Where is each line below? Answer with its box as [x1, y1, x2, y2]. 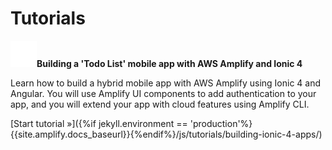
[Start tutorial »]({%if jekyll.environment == [10, 117, 188, 129]
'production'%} [189, 117, 253, 129]
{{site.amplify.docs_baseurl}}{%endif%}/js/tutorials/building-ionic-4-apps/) [10, 128, 323, 140]
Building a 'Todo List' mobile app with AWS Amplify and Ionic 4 [36, 57, 303, 69]
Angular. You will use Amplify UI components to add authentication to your [10, 87, 317, 99]
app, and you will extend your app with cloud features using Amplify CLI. [10, 98, 310, 110]
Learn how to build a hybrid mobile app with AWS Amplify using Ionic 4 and [10, 77, 322, 89]
